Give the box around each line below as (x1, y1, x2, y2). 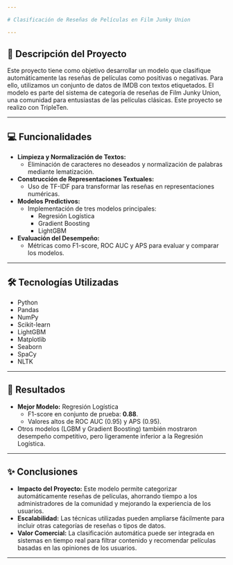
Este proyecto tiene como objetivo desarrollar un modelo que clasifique (7, 67, 212, 75)
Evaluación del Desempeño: (17, 234, 100, 243)
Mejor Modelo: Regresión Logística (17, 402, 119, 411)
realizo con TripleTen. (7, 104, 69, 112)
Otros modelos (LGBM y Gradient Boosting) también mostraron (17, 425, 198, 433)
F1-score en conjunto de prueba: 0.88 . (27, 409, 139, 418)
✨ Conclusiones (7, 466, 78, 478)
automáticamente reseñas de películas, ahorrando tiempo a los (17, 491, 198, 500)
